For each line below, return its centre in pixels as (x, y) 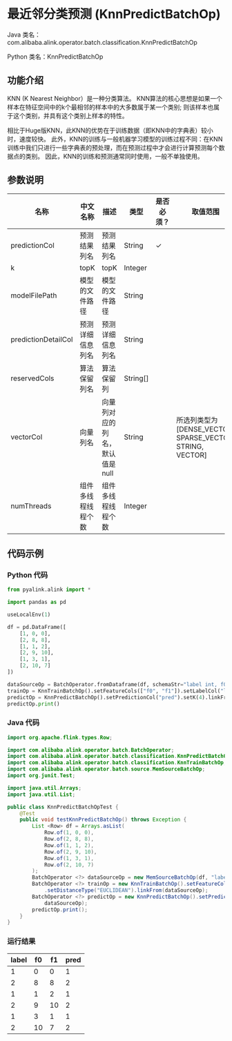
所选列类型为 (197, 420)
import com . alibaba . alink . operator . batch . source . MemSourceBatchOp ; (106, 769)
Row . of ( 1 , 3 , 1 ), (69, 858)
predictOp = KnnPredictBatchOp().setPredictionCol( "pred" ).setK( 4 (105, 697)
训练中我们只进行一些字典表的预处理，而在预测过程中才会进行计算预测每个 (113, 147)
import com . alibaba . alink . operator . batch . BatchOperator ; (91, 750)
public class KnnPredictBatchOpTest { (63, 807)
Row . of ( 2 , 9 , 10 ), (70, 852)
